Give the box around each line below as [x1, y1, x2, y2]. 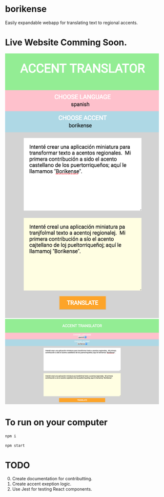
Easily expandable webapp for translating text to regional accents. [5, 20, 138, 26]
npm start [5, 443, 25, 448]
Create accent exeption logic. [12, 481, 72, 487]
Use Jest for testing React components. [12, 486, 92, 492]
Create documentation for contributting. [12, 476, 93, 482]
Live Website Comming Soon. [5, 37, 127, 48]
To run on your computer [5, 417, 108, 428]
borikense [5, 3, 47, 15]
